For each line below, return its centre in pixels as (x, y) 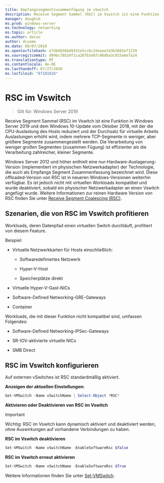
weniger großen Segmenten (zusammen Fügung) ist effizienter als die (76, 147)
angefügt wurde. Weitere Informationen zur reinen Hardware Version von (79, 193)
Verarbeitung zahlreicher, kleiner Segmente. (50, 152)
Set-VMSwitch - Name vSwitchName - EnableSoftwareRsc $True (66, 466)
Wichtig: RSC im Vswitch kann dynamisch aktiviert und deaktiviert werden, (81, 424)
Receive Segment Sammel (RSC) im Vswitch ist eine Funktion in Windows (79, 121)
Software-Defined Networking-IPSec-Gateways (60, 331)
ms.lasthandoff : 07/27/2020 (34, 69)
